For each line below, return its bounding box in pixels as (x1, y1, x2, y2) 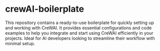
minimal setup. (5, 40, 35, 46)
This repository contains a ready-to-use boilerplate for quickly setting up (5, 20, 154, 25)
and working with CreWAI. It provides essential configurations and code (5, 25, 152, 30)
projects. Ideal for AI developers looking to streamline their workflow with (5, 35, 155, 41)
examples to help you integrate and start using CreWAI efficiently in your (5, 30, 154, 36)
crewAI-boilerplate (5, 3, 84, 15)
